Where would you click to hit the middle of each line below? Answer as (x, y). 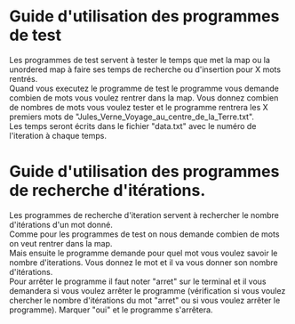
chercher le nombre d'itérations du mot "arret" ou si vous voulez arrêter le (145, 300)
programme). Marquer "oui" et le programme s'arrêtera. (111, 310)
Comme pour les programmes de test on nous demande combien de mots (144, 234)
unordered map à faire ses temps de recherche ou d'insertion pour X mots (145, 69)
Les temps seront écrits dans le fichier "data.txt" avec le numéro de (133, 126)
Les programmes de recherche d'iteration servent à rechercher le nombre (144, 215)
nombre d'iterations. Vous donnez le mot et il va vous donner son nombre (144, 262)
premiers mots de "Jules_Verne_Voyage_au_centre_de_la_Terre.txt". (132, 117)
